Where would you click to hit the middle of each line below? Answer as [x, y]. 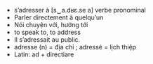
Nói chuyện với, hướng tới [51, 25]
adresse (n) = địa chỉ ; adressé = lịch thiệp [75, 47]
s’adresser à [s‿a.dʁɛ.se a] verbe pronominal [80, 10]
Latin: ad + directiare [44, 54]
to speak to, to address [47, 32]
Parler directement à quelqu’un [59, 17]
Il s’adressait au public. [47, 40]
